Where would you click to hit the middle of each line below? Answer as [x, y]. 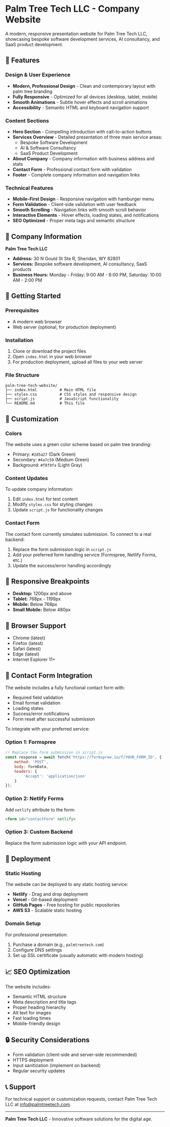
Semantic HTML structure [39, 996]
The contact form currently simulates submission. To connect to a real [78, 534]
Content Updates [27, 478]
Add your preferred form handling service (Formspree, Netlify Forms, [84, 555]
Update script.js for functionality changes [58, 510]
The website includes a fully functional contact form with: [65, 688]
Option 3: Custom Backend [39, 832]
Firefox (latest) [28, 643]
